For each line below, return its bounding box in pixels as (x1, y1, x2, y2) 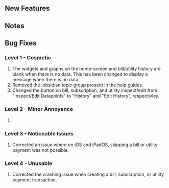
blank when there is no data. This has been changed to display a (12, 71, 148, 77)
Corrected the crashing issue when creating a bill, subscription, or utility (12, 171, 164, 178)
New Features (5, 4, 50, 13)
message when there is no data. (12, 77, 80, 83)
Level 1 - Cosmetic (5, 54, 52, 61)
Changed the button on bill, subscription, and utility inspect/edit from (12, 87, 158, 93)
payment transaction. (12, 177, 57, 183)
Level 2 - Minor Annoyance (5, 106, 74, 113)
